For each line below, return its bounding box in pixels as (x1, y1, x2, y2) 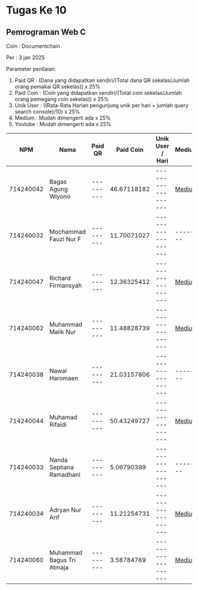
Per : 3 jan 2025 (6, 54, 45, 61)
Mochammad (49, 228, 86, 236)
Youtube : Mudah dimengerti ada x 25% (14, 121, 112, 127)
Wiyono (49, 193, 71, 200)
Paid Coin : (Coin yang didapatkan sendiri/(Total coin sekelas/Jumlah (14, 90, 182, 96)
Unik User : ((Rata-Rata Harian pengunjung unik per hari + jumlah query (14, 102, 189, 109)
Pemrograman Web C (6, 27, 87, 37)
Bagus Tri (49, 556, 76, 564)
